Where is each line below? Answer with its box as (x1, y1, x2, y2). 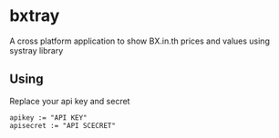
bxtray (9, 5, 60, 26)
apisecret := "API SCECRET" (9, 121, 117, 130)
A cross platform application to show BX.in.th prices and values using (9, 35, 271, 46)
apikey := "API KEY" (9, 113, 88, 123)
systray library (9, 44, 64, 55)
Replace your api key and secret (9, 95, 130, 106)
